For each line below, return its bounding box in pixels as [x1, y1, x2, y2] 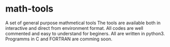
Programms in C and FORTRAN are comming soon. [5, 36, 113, 42]
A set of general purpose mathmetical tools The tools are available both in [5, 20, 161, 26]
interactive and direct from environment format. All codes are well [5, 25, 143, 31]
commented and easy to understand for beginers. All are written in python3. [5, 30, 165, 36]
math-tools [5, 3, 54, 15]
